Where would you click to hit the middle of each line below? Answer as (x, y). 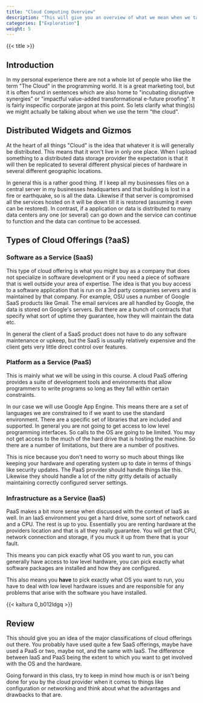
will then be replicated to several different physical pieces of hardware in (97, 165)
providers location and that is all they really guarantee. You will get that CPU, (101, 531)
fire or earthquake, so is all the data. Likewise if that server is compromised (100, 195)
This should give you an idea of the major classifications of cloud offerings (99, 638)
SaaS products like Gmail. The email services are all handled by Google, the (100, 302)
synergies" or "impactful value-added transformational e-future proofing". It (101, 99)
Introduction (30, 65)
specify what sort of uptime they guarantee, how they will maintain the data (100, 316)
